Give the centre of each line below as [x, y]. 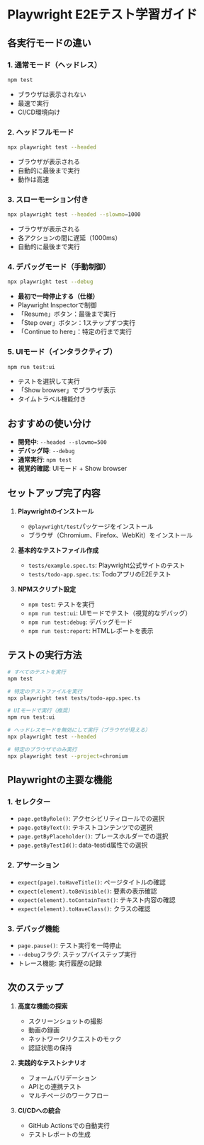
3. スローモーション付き [48, 199]
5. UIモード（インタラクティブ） [62, 352]
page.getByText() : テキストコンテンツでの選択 [85, 827]
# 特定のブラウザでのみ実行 [42, 749]
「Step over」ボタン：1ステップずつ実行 [76, 323]
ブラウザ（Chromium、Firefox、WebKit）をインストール [110, 535]
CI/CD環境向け [39, 112]
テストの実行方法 [45, 655]
